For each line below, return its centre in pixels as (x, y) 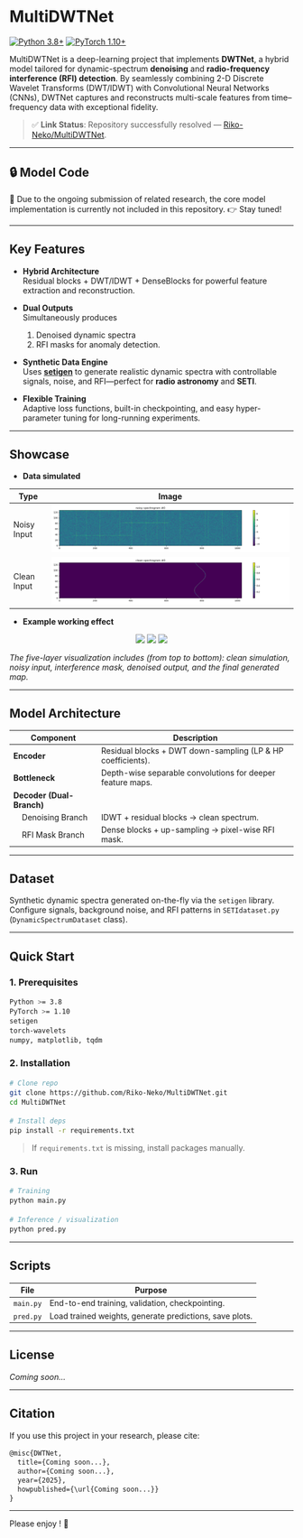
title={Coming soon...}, (64, 1462)
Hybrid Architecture (61, 271)
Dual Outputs (48, 308)
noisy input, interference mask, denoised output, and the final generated (144, 667)
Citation (32, 1414)
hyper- (248, 408)
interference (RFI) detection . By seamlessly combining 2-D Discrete (137, 78)
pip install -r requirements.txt (72, 1131)
